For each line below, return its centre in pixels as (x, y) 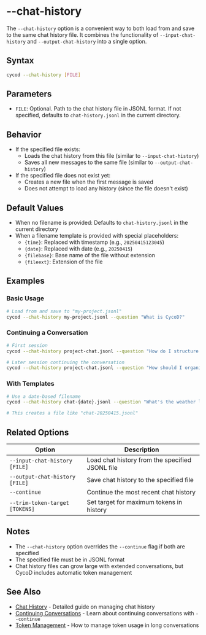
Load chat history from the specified (139, 460)
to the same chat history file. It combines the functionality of (82, 34)
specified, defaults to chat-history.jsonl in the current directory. (98, 115)
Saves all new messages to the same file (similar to (89, 162)
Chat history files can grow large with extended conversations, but (99, 566)
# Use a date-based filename (44, 396)
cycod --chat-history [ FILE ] (44, 75)
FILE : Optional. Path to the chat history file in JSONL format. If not (98, 109)
